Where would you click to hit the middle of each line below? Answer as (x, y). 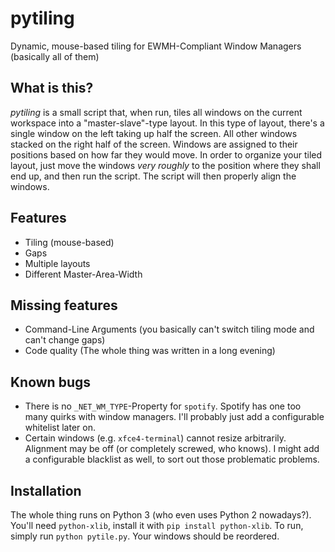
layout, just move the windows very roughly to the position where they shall (165, 165)
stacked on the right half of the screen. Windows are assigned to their (154, 144)
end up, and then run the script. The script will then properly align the (153, 176)
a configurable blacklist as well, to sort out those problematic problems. (172, 459)
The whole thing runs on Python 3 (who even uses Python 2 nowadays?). (161, 515)
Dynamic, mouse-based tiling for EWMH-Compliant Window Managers (156, 46)
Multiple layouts (57, 263)
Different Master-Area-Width (83, 274)
